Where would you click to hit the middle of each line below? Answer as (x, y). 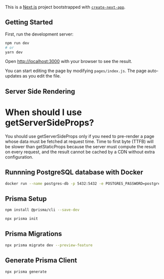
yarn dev (14, 52)
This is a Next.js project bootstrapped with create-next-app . (65, 7)
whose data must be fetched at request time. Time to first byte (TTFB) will (79, 141)
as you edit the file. (42, 76)
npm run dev (17, 43)
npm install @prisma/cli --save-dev (42, 210)
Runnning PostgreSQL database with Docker (74, 172)
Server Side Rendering (40, 91)
